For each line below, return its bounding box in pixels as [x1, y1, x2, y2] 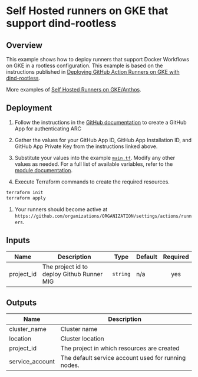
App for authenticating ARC [14, 125, 81, 132]
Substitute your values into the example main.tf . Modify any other [14, 154, 176, 161]
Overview [6, 40, 43, 50]
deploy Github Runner [42, 270, 103, 278]
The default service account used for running [60, 354, 186, 362]
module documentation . [14, 166, 72, 173]
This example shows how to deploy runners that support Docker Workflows [6, 56, 190, 63]
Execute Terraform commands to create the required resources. [14, 178, 170, 185]
